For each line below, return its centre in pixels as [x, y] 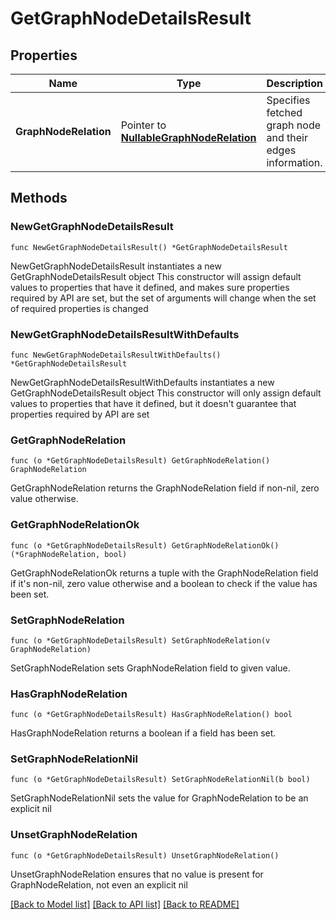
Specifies [288, 100]
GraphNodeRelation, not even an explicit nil [99, 884]
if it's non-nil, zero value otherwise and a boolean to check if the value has [164, 583]
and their [287, 137]
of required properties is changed [79, 308]
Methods [39, 198]
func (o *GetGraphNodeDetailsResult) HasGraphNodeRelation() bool [151, 715]
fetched [284, 112]
